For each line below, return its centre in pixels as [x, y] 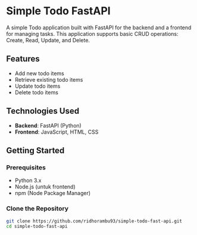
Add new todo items [39, 73]
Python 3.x [28, 181]
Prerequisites [26, 167]
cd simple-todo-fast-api [37, 227]
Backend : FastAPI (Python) [48, 125]
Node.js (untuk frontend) [45, 187]
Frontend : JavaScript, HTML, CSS [57, 132]
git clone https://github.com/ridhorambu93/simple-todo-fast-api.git [94, 221]
